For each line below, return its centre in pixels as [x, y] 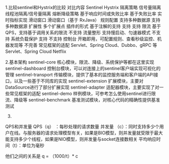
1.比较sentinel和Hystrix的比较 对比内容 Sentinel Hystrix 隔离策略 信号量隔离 [83, 7]
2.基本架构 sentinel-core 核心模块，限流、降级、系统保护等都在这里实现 [80, 62]
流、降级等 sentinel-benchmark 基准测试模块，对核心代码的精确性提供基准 [83, 100]
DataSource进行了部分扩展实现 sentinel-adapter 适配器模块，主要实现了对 [82, 87]
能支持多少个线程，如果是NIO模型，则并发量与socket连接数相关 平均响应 [81, 139]
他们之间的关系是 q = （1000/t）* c [42, 156]
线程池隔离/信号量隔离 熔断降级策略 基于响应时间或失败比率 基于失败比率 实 [84, 14]
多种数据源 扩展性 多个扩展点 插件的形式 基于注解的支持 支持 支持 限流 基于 [83, 26]
